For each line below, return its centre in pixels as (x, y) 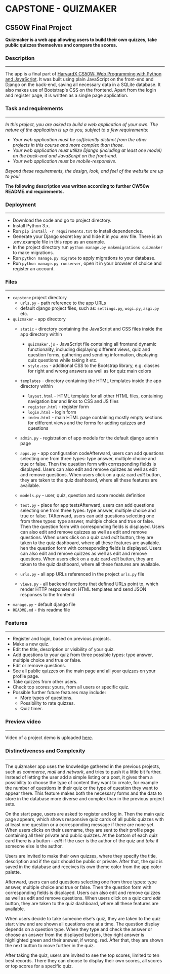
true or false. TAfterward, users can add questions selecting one (87, 516)
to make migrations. (33, 252)
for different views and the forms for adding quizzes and (87, 423)
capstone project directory (40, 298)
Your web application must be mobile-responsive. (65, 161)
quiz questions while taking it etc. (62, 360)
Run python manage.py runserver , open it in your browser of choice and (87, 263)
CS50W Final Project (38, 28)
